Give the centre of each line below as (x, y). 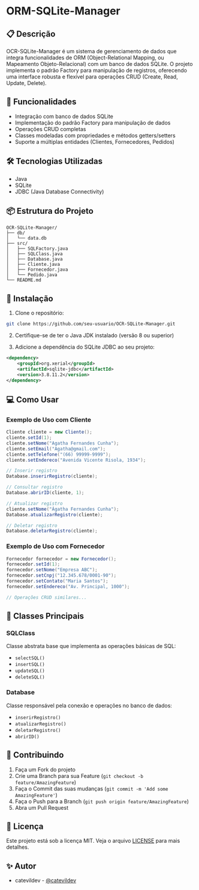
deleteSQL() (30, 677)
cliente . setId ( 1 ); (29, 438)
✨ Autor (21, 866)
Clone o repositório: (39, 313)
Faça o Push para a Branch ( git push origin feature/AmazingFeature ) (102, 801)
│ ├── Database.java (34, 259)
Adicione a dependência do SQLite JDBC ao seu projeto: (85, 347)
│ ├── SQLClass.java (34, 254)
